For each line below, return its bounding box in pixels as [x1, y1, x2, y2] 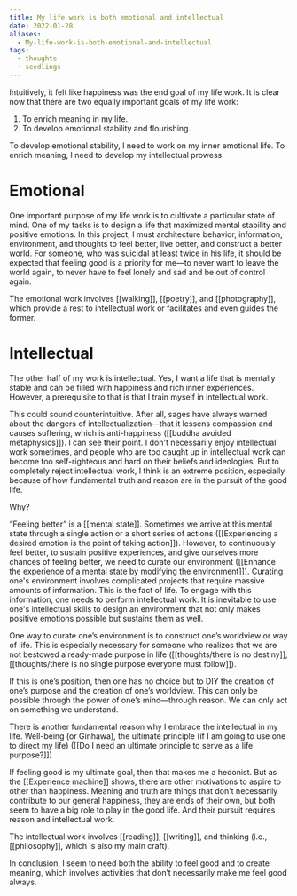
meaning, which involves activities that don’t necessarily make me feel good [9, 867, 287, 877]
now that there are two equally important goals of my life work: [9, 96, 238, 107]
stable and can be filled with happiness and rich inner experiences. [9, 382, 254, 392]
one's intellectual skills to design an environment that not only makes [9, 603, 261, 614]
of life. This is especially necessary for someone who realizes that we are [9, 639, 277, 650]
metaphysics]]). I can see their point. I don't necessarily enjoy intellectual [9, 437, 277, 448]
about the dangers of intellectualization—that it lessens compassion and [9, 418, 273, 429]
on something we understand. [9, 703, 119, 715]
